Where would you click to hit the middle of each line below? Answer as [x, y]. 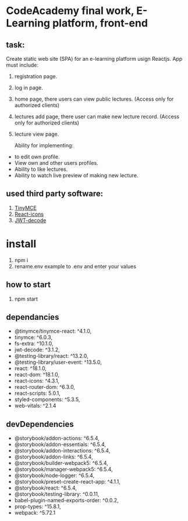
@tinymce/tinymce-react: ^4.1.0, [53, 331]
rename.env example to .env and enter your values [75, 266]
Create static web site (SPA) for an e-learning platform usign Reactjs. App [94, 59]
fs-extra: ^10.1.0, [34, 344]
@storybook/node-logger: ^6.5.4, [54, 475]
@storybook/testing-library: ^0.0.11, [57, 494]
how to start [29, 285]
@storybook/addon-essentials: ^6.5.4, [60, 444]
